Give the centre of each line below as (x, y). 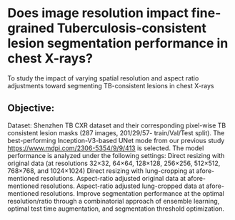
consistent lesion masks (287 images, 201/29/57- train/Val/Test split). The (116, 132)
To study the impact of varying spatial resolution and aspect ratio (103, 78)
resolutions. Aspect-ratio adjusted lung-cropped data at (122, 186)
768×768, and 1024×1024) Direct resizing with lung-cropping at (101, 171)
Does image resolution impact (98, 13)
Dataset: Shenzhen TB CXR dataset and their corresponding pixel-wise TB (117, 125)
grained (31, 28)
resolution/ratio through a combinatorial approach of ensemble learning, (114, 201)
